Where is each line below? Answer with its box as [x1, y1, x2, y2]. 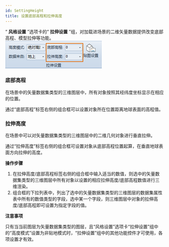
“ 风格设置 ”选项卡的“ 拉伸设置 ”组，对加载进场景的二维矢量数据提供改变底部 [5, 28, 163, 35]
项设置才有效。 [5, 236, 36, 242]
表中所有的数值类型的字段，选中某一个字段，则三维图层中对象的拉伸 [12, 196, 154, 202]
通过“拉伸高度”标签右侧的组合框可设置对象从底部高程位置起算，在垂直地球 [5, 143, 159, 149]
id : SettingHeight [5, 8, 44, 13]
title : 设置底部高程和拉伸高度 [5, 13, 62, 19]
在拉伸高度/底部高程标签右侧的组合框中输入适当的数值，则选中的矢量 [12, 171, 155, 177]
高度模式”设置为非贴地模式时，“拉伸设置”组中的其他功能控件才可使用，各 [12, 230, 163, 236]
